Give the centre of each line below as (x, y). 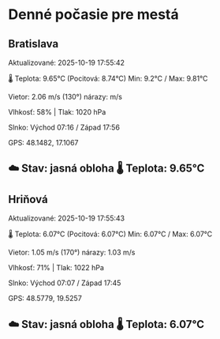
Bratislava (34, 44)
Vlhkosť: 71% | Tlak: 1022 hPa (56, 268)
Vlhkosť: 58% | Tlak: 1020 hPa (57, 112)
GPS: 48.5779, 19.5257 (45, 299)
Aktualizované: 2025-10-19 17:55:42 (66, 62)
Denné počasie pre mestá (93, 15)
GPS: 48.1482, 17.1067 (43, 143)
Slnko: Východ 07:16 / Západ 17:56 (64, 127)
